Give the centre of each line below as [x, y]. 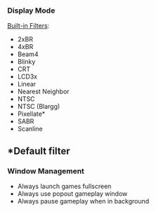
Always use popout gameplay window [72, 193]
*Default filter [39, 151]
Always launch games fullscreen [64, 186]
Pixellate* [31, 114]
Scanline [30, 129]
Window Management [46, 171]
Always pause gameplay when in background [83, 201]
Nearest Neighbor [43, 92]
